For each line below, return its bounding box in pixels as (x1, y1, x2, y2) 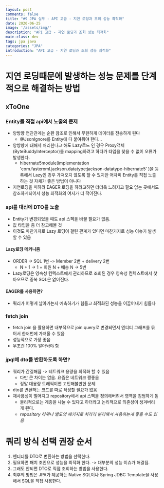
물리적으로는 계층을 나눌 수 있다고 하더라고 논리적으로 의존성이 (19, 399, 138, 405)
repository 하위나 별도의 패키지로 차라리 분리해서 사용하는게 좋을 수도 (19, 411, 152, 417)
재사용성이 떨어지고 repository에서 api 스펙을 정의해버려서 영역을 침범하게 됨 (12, 393, 159, 399)
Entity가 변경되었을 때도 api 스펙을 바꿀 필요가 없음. (12, 216, 111, 222)
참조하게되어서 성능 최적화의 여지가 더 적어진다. (12, 190, 103, 196)
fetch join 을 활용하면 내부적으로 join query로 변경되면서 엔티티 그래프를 (12, 325, 150, 331)
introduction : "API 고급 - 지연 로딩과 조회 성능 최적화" (5, 48, 111, 53)
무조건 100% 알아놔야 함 (12, 343, 59, 349)
